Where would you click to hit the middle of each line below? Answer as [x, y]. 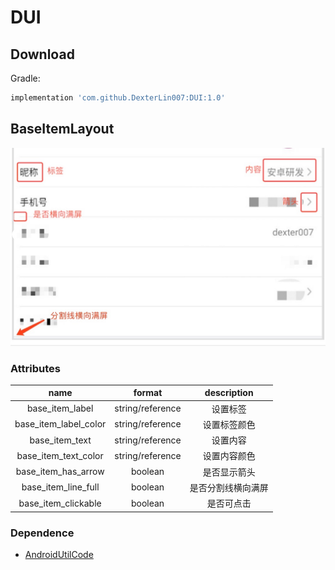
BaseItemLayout [62, 129]
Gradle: [25, 78]
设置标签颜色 [229, 424]
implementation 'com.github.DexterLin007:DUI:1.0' [118, 98]
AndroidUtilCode [59, 554]
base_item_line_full [60, 487]
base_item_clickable [60, 503]
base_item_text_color [60, 455]
